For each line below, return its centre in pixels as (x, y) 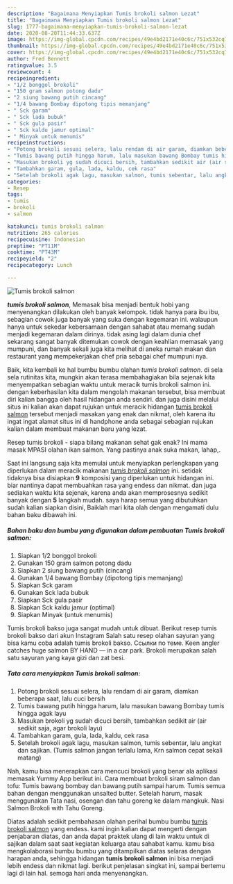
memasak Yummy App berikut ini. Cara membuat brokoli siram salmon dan (114, 778)
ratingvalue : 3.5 (32, 65)
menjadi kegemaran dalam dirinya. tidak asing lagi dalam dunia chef (104, 334)
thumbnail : (23, 46)
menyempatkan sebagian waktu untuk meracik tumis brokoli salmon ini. (109, 384)
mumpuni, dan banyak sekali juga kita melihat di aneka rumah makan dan (112, 349)
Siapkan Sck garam (45, 585)
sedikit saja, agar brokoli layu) (60, 728)
